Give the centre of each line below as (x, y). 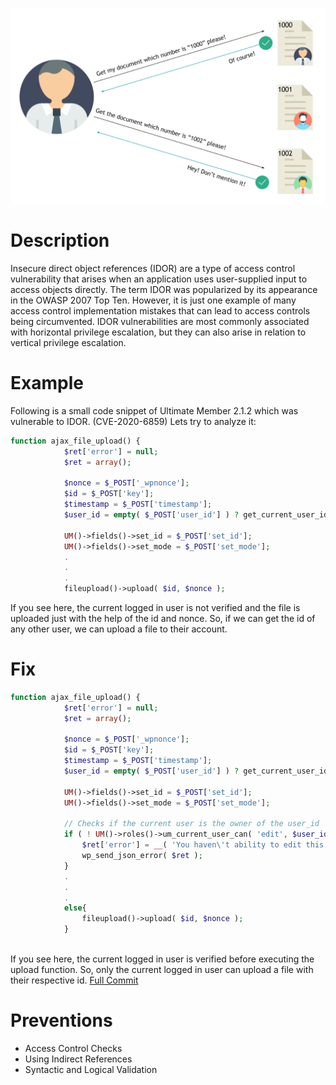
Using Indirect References (78, 1059)
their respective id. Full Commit (74, 980)
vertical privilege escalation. (68, 342)
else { (75, 908)
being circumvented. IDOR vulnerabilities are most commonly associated (160, 321)
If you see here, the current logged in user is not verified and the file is (155, 608)
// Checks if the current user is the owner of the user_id (191, 824)
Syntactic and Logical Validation (91, 1069)
